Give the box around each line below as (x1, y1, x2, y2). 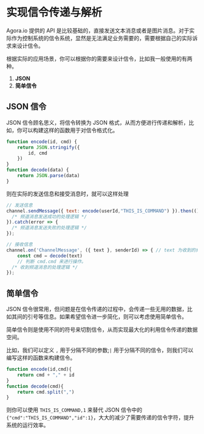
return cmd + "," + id (17, 372, 75, 378)
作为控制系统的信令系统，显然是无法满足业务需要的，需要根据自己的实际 (11, 34, 192, 41)
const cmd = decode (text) (17, 253, 83, 259)
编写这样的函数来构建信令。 (6, 354, 76, 362)
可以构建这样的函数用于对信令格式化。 (22, 126, 118, 134)
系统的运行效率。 (6, 421, 49, 429)
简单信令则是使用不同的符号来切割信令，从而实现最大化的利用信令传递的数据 (6, 326, 198, 334)
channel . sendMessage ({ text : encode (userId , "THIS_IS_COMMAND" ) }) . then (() (6, 208, 200, 214)
